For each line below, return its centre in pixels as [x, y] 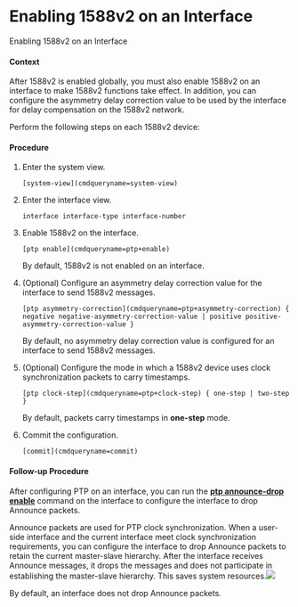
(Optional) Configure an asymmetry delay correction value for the [142, 283]
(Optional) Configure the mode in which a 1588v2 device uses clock [146, 368]
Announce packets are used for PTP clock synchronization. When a [133, 527]
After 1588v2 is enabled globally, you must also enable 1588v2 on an [135, 81]
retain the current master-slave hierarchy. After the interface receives [137, 555]
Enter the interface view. [67, 200]
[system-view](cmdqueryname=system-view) [100, 184]
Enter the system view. [64, 168]
